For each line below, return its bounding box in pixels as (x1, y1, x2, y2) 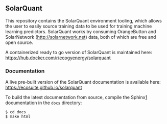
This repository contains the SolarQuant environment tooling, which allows (5, 17, 162, 23)
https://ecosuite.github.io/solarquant (5, 84, 82, 91)
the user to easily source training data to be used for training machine (5, 23, 152, 29)
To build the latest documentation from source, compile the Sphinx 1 (5, 94, 148, 101)
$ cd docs (5, 110, 27, 115)
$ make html (5, 114, 31, 119)
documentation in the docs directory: (5, 100, 82, 106)
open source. (5, 39, 33, 45)
